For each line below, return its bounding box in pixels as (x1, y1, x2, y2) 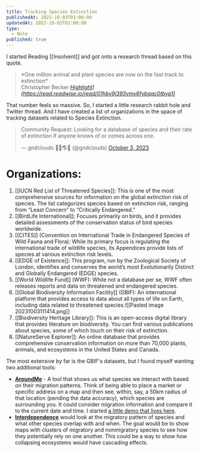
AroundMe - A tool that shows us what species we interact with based (14, 375, 189, 383)
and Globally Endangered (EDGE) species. (14, 270, 119, 277)
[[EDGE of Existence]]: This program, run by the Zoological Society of (14, 256, 186, 264)
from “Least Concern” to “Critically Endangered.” (14, 206, 136, 213)
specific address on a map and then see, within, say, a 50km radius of (14, 388, 187, 395)
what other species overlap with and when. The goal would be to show (14, 420, 189, 427)
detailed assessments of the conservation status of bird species (14, 219, 173, 226)
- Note (11, 31, 28, 37)
